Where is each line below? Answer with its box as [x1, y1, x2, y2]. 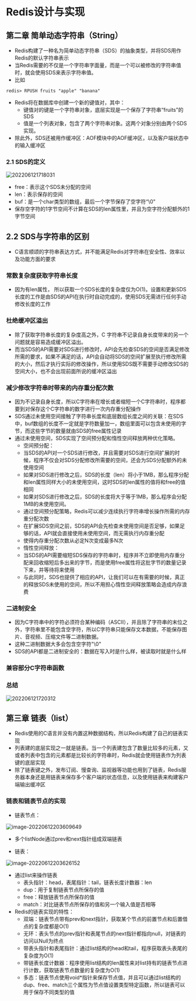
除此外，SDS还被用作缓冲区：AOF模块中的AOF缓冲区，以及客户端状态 [14, 135, 184, 141]
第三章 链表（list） [6, 713, 73, 723]
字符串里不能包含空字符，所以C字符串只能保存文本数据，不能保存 [24, 626, 183, 633]
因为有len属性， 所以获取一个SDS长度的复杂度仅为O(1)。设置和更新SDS [14, 286, 187, 293]
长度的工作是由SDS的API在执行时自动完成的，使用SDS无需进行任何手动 [14, 293, 187, 300]
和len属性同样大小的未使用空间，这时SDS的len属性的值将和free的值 [23, 479, 185, 486]
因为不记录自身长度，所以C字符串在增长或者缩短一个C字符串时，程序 [14, 398, 181, 405]
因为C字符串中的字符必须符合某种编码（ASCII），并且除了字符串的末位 [14, 618, 183, 626]
